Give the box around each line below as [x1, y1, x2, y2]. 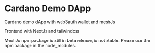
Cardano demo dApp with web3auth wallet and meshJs [4, 19, 115, 25]
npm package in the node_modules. [4, 42, 76, 48]
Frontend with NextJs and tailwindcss [4, 28, 80, 34]
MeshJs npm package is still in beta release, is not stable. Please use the [4, 37, 151, 43]
